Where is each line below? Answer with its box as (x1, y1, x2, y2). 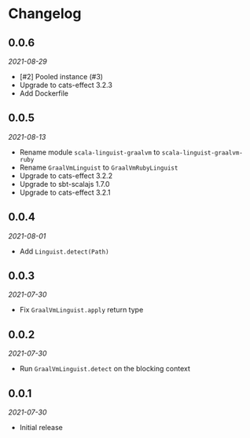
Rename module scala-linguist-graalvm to (19, 147, 160, 157)
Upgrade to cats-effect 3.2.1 (19, 188, 111, 197)
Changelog (8, 5, 82, 23)
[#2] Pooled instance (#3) (19, 72, 104, 81)
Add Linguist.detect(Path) (19, 246, 109, 256)
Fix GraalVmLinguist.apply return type (19, 305, 144, 315)
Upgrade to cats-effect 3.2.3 (19, 80, 112, 89)
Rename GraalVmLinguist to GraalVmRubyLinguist (19, 162, 178, 172)
